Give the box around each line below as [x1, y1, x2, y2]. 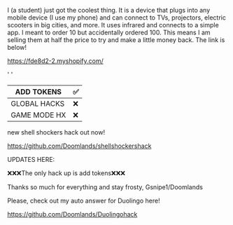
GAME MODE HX [10, 110, 66, 120]
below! [7, 43, 27, 51]
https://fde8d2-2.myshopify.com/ [7, 57, 104, 65]
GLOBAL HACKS [10, 99, 65, 108]
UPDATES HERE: [7, 156, 55, 163]
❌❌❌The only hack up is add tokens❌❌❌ [7, 169, 126, 177]
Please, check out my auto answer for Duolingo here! [7, 196, 160, 205]
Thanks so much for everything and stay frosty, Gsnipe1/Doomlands [7, 183, 203, 191]
